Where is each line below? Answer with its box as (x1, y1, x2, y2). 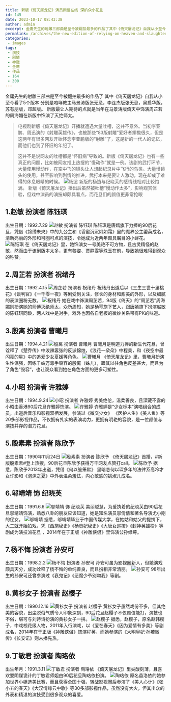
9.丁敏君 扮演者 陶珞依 (5, 652, 75, 660)
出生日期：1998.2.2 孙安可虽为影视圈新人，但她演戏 (5, 560, 163, 566)
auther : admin (5, 21, 36, 27)
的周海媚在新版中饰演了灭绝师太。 (5, 112, 77, 118)
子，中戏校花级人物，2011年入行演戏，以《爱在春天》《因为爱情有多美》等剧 (5, 623, 164, 629)
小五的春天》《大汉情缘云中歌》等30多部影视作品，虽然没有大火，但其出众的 (5, 685, 165, 691)
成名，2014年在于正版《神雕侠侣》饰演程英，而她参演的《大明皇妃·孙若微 (5, 629, 160, 635)
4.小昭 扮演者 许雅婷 (5, 383, 69, 391)
